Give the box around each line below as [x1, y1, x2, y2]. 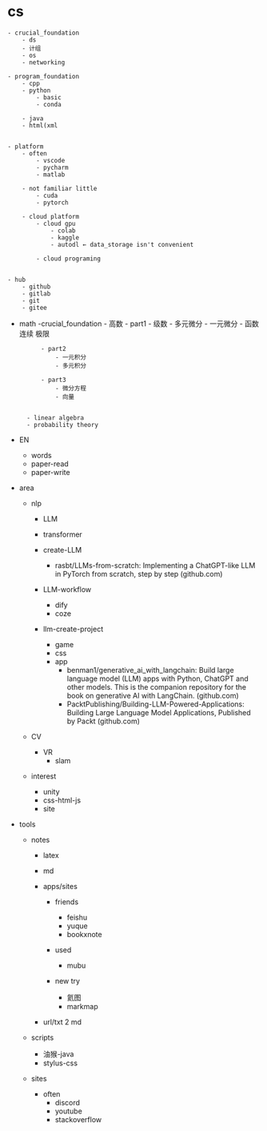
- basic [36, 93, 62, 102]
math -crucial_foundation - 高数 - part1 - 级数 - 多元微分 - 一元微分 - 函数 [18, 319, 259, 328]
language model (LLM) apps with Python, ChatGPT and [66, 674, 249, 683]
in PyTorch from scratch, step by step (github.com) [54, 569, 223, 578]
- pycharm [36, 163, 69, 171]
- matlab [36, 171, 66, 179]
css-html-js [42, 795, 82, 805]
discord [54, 1097, 81, 1107]
